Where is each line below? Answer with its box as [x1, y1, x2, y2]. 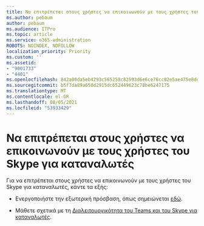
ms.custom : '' [6, 54, 42, 60]
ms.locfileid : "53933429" [6, 104, 72, 111]
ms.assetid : [6, 60, 36, 66]
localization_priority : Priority [6, 49, 91, 55]
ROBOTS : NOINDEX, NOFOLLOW [6, 43, 75, 49]
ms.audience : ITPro [6, 26, 56, 32]
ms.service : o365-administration [6, 37, 91, 43]
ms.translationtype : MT [6, 88, 67, 94]
